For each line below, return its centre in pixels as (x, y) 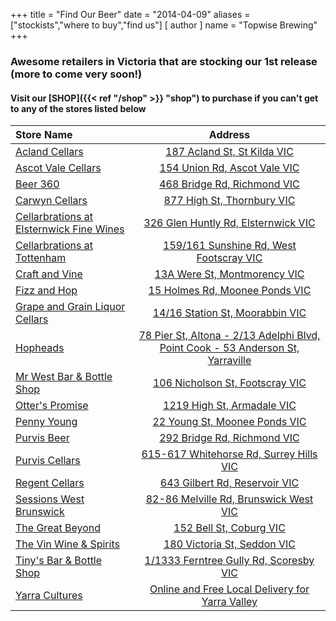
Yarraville (229, 361)
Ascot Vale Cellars (58, 168)
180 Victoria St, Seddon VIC (230, 544)
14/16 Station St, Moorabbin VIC (229, 313)
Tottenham (41, 258)
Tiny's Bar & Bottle (59, 561)
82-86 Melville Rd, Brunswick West (229, 499)
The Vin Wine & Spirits (67, 544)
